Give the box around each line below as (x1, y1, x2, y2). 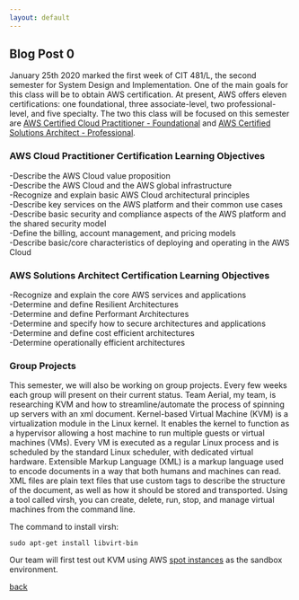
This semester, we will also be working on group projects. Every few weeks (9, 380, 287, 391)
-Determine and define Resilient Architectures (9, 299, 180, 310)
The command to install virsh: (9, 522, 119, 533)
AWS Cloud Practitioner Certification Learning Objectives (9, 150, 266, 163)
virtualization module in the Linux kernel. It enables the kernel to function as (9, 419, 290, 429)
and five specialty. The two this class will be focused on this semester (31, 109, 290, 119)
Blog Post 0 (9, 47, 75, 62)
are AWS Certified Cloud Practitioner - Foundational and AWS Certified (9, 118, 271, 128)
